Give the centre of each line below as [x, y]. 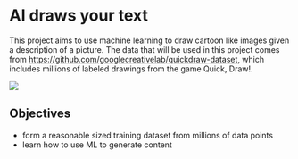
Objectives [40, 114]
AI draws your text [79, 16]
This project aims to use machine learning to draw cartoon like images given [149, 40]
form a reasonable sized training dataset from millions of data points [148, 135]
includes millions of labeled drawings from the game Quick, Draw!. [131, 69]
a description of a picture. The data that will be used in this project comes [145, 49]
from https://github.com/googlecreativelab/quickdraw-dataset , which [137, 59]
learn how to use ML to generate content [97, 145]
